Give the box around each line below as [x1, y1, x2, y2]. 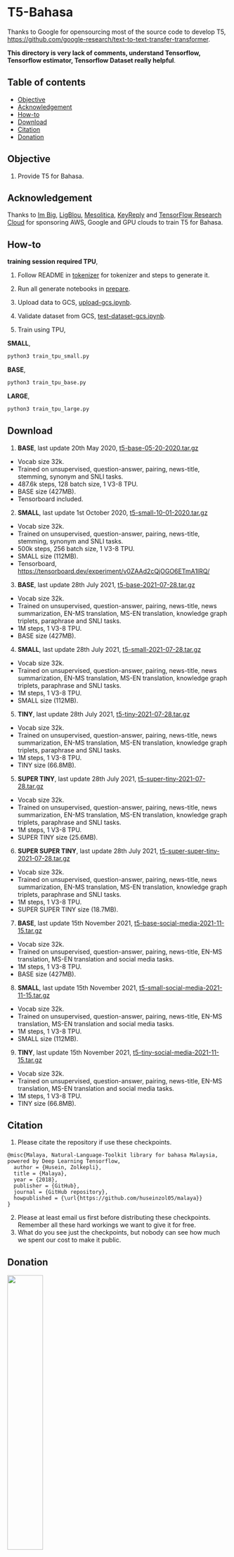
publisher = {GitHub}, [13, 1183, 80, 1190]
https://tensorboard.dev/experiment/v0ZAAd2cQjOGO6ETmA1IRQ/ [17, 567, 210, 575]
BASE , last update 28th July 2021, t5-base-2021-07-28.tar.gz [17, 580, 195, 588]
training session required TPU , [7, 258, 98, 266]
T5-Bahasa [7, 4, 74, 20]
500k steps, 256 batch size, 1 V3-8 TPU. [17, 544, 135, 553]
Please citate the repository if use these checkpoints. [17, 1138, 172, 1147]
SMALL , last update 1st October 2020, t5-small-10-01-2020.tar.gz [17, 508, 208, 517]
